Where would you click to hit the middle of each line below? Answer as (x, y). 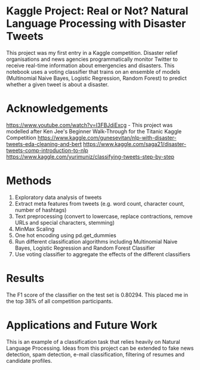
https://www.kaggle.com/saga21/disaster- (135, 144)
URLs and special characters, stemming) (65, 222)
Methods (29, 181)
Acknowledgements (57, 109)
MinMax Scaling (35, 229)
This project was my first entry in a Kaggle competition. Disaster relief (92, 52)
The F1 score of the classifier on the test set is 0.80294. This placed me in (97, 295)
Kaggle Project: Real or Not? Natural (97, 11)
